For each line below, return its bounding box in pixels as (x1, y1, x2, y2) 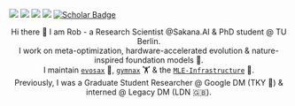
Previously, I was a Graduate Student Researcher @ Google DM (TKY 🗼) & (14, 78, 283, 87)
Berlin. (136, 36, 161, 46)
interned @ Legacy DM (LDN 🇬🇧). (85, 87, 213, 97)
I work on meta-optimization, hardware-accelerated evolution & (19, 45, 251, 56)
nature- (252, 45, 279, 56)
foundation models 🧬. (125, 55, 204, 65)
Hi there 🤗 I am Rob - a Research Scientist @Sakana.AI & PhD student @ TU (11, 26, 287, 37)
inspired (94, 55, 124, 65)
